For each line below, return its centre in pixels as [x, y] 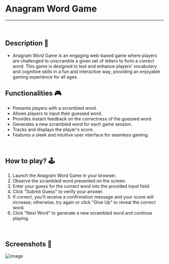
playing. [21, 218]
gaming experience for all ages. [45, 77]
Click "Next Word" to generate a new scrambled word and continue [82, 213]
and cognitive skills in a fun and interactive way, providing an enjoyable [86, 72]
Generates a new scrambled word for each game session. [72, 124]
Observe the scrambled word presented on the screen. [69, 181]
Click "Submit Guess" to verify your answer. [58, 191]
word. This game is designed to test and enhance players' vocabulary [85, 66]
